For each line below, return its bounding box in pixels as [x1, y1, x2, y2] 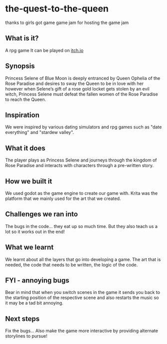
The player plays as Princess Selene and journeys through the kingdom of [5, 157, 157, 163]
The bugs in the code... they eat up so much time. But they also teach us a [5, 223, 158, 229]
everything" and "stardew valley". [5, 129, 74, 135]
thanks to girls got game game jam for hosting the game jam [5, 19, 129, 25]
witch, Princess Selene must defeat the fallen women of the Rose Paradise [5, 91, 158, 97]
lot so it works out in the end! [5, 228, 65, 234]
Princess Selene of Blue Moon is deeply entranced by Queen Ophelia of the [5, 75, 161, 81]
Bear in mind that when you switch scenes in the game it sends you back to [5, 289, 161, 295]
